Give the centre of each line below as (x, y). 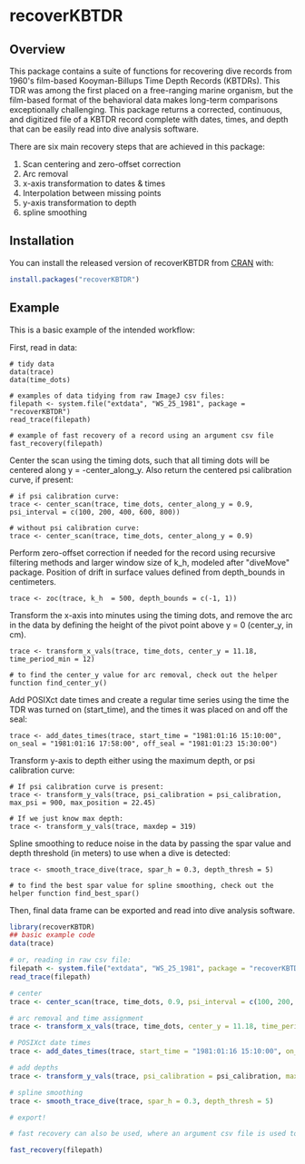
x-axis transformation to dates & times (94, 183)
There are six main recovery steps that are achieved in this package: (137, 147)
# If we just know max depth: (67, 818)
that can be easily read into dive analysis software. (104, 129)
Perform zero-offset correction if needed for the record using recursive (143, 552)
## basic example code (52, 935)
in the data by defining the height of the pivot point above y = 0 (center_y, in (151, 625)
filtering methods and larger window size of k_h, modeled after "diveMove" (150, 562)
